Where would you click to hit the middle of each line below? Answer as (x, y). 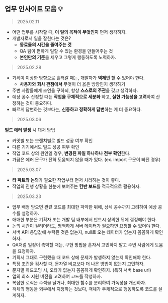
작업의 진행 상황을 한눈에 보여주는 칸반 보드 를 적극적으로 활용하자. (76, 186)
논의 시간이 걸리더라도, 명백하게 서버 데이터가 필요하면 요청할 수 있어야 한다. (87, 226)
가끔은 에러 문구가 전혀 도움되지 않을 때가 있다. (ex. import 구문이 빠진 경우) (86, 159)
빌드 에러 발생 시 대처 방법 (30, 130)
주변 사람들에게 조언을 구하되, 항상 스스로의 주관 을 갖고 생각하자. (75, 90)
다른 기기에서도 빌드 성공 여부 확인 (46, 147)
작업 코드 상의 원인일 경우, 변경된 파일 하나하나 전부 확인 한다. (71, 153)
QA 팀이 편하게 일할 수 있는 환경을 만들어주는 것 (66, 51)
